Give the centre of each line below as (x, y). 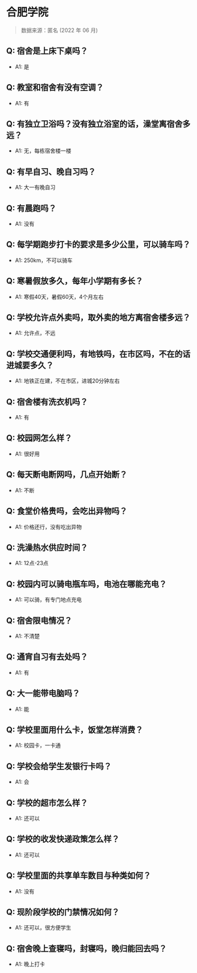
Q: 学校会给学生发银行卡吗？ (59, 766)
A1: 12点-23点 (32, 563)
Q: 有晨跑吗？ (32, 208)
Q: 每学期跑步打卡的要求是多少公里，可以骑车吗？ (98, 245)
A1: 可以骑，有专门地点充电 (48, 599)
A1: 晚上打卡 (30, 964)
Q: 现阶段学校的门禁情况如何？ (63, 912)
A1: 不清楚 (27, 636)
